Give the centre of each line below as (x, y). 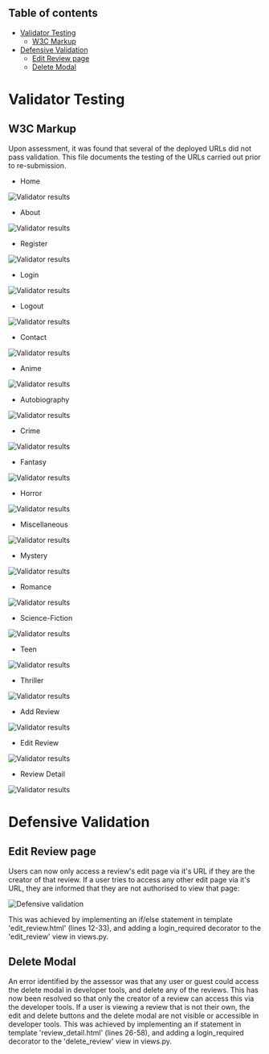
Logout (32, 306)
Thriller (32, 680)
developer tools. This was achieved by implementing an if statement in (125, 1024)
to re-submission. (37, 165)
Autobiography (45, 399)
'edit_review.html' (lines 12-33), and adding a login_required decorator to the (135, 928)
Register (34, 243)
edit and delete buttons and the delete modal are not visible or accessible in (134, 1015)
